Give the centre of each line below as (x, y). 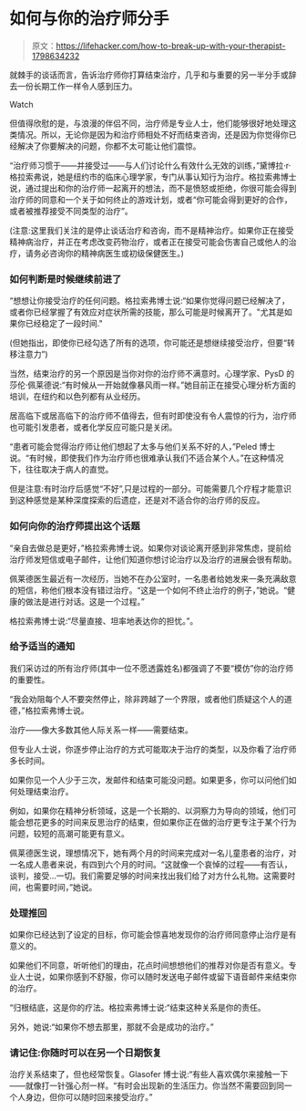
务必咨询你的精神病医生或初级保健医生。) (109, 253)
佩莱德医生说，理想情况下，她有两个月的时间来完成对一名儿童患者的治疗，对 (153, 853)
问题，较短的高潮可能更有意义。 (69, 833)
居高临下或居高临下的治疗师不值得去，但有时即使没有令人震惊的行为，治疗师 (153, 416)
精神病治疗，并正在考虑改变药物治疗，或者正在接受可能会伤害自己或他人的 (149, 242)
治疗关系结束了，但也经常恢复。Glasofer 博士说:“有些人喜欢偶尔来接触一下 (149, 1075)
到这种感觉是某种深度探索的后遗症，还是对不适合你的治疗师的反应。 (137, 500)
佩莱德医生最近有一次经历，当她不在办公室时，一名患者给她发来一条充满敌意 (153, 578)
